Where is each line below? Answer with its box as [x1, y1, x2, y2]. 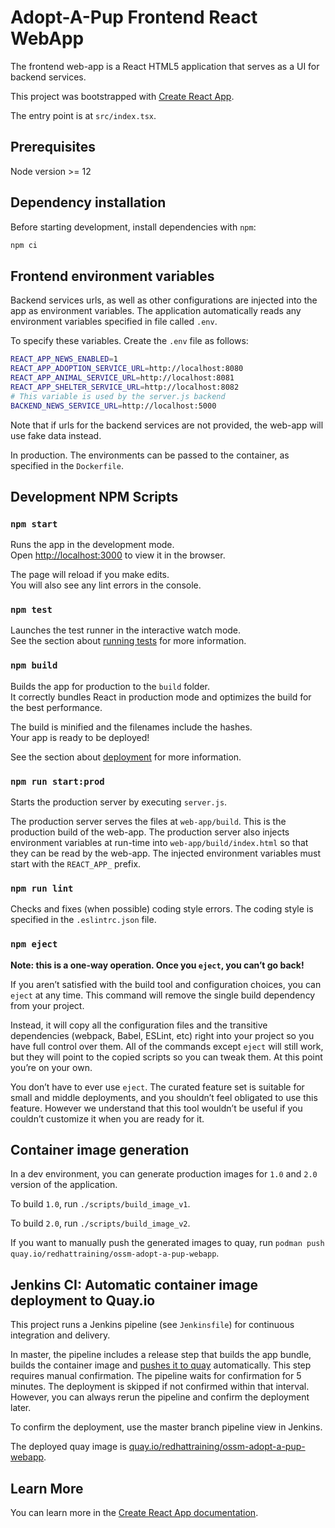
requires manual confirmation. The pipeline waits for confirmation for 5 [10, 1370, 302, 1382]
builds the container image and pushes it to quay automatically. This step [10, 1359, 312, 1371]
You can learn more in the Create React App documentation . [10, 1507, 259, 1519]
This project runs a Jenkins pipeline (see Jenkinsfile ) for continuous [10, 1319, 295, 1331]
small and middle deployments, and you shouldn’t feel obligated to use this [10, 1091, 318, 1103]
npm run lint [10, 883, 74, 894]
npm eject [10, 939, 58, 950]
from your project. [10, 999, 85, 1011]
